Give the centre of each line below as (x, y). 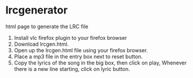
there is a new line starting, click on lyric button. (72, 69)
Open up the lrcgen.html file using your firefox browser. (81, 50)
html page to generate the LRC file (47, 26)
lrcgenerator (37, 10)
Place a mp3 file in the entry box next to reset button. (78, 56)
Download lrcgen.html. (41, 44)
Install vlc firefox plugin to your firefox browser (70, 38)
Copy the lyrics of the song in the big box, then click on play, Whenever (100, 63)
